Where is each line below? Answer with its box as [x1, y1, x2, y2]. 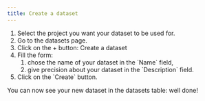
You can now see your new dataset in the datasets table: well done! [7, 86, 198, 94]
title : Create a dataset [7, 10, 78, 17]
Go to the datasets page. [17, 36, 87, 45]
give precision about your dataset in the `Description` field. [27, 65, 194, 74]
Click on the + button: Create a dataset [17, 43, 127, 52]
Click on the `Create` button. [17, 73, 98, 81]
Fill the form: [17, 51, 54, 59]
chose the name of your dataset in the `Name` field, [27, 58, 174, 66]
